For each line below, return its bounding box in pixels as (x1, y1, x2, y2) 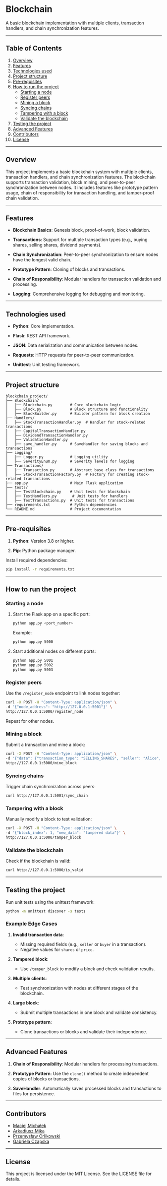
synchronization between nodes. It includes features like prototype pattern (5, 185, 158, 190)
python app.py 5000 (12, 639, 54, 644)
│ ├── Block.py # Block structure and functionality (5, 407, 148, 412)
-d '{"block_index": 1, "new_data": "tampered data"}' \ (5, 830, 126, 835)
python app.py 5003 (12, 667, 54, 672)
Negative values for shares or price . (20, 946, 94, 952)
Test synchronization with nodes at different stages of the (20, 985, 138, 991)
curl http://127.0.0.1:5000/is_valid (5, 867, 84, 873)
